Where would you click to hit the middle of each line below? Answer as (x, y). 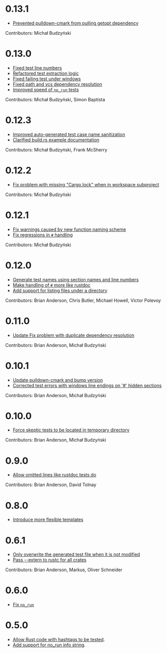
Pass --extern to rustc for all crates (49, 560)
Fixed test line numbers (37, 68)
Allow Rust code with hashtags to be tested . (59, 640)
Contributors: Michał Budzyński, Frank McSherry (57, 149)
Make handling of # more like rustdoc (51, 285)
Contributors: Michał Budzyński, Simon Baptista (55, 99)
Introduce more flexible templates (48, 519)
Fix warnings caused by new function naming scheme (69, 229)
